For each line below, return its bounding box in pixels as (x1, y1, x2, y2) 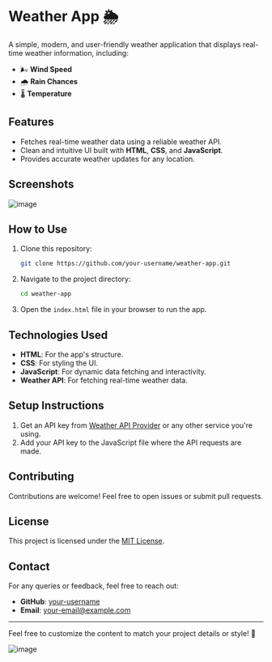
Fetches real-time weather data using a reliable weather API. (19, 136, 223, 147)
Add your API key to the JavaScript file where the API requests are (19, 438, 242, 447)
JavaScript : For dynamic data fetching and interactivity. (19, 366, 206, 376)
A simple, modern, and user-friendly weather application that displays (8, 39, 241, 49)
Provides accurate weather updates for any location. (19, 154, 196, 164)
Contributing (8, 470, 74, 484)
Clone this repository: (19, 244, 92, 254)
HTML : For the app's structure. (19, 349, 124, 359)
